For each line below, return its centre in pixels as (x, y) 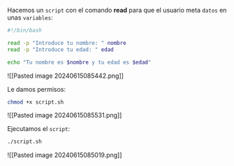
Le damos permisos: (37, 89)
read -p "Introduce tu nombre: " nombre (67, 43)
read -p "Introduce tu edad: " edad (60, 49)
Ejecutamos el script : (39, 129)
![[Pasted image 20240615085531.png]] (65, 116)
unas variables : (30, 18)
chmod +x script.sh (36, 102)
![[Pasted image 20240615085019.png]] (65, 155)
